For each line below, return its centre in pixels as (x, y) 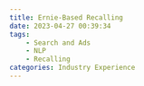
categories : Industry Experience (72, 68)
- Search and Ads (58, 43)
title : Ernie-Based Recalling (67, 17)
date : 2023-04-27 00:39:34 (60, 26)
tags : (19, 34)
